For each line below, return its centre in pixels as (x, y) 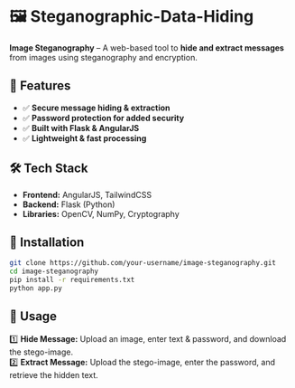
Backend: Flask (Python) (69, 204)
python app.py (36, 289)
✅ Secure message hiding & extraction (96, 108)
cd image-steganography (54, 271)
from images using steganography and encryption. (104, 57)
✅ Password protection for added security (103, 118)
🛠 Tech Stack (49, 169)
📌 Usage (33, 317)
